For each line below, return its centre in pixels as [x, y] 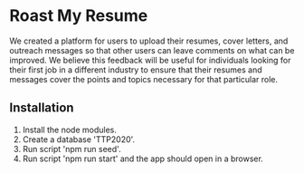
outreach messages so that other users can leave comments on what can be [152, 50]
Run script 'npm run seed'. [71, 149]
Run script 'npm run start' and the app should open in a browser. [143, 159]
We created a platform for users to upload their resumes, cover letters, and [149, 41]
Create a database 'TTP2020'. [79, 139]
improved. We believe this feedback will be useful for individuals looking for [150, 60]
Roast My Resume [79, 16]
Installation [42, 108]
